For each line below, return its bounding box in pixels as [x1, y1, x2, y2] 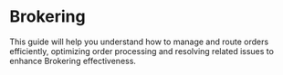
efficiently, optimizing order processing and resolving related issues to [9, 45, 274, 56]
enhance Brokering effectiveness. [9, 55, 137, 66]
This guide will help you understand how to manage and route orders [9, 36, 269, 47]
